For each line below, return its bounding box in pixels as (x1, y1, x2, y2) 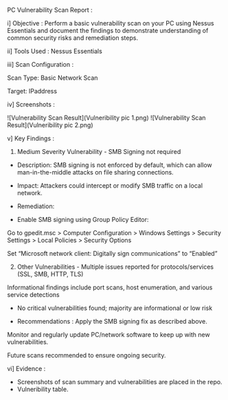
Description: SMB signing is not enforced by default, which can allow (16, 161, 213, 169)
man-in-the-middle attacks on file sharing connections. (16, 168, 174, 176)
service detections (7, 291, 60, 298)
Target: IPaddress (7, 87, 57, 95)
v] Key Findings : (7, 134, 55, 142)
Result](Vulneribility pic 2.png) (7, 121, 93, 129)
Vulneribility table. (16, 385, 69, 393)
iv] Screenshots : (7, 100, 55, 109)
